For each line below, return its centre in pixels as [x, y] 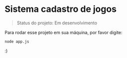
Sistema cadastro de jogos [61, 9]
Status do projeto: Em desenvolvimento [57, 23]
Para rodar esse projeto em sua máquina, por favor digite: [63, 32]
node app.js [17, 41]
